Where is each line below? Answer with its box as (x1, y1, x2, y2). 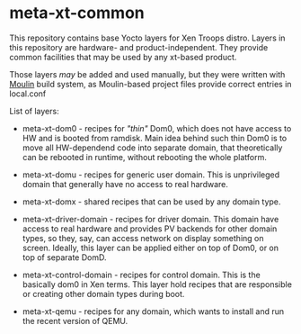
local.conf (9, 88, 47, 99)
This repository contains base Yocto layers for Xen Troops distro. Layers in (9, 32, 286, 43)
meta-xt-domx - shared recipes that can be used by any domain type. (22, 196, 281, 207)
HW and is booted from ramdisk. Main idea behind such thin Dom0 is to (22, 132, 288, 143)
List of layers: (9, 105, 60, 116)
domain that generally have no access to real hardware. (22, 178, 229, 189)
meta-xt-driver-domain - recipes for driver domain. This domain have (22, 213, 279, 224)
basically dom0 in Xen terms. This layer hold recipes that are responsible (22, 278, 292, 290)
